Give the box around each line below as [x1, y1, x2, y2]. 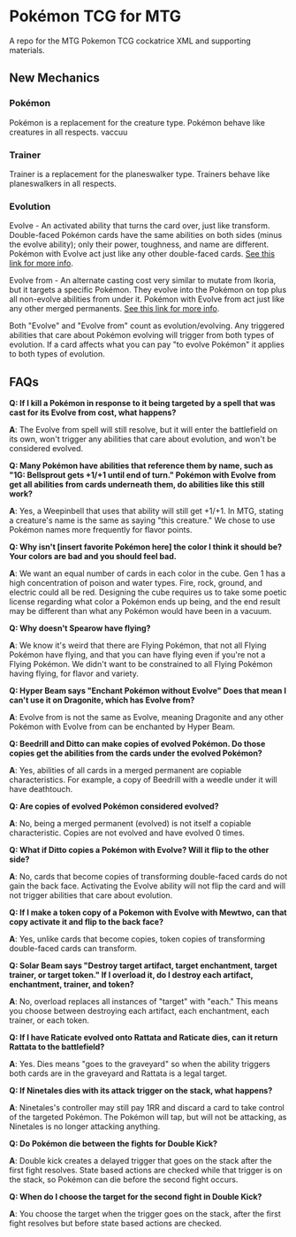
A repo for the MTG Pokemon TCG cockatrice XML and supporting [9, 35, 252, 46]
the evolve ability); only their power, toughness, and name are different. [9, 239, 269, 250]
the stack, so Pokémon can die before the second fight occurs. [9, 1174, 239, 1185]
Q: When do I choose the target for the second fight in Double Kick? [9, 1192, 262, 1202]
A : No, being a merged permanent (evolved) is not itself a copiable [9, 818, 252, 829]
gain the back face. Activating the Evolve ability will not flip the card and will [9, 880, 285, 891]
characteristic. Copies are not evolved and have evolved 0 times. [9, 827, 246, 838]
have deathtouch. [9, 784, 73, 795]
